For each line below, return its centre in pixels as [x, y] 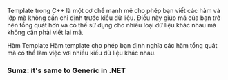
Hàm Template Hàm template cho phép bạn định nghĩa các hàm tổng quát [112, 45]
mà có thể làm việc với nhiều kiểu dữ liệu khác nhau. [82, 53]
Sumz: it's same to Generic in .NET [67, 70]
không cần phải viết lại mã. [46, 32]
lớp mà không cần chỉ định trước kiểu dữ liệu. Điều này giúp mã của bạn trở [114, 18]
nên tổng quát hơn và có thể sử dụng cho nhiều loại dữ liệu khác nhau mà [112, 25]
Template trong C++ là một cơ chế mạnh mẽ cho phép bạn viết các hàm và [114, 11]
